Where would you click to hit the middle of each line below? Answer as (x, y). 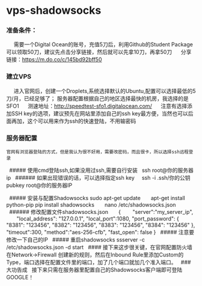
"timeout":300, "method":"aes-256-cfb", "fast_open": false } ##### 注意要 (100, 233)
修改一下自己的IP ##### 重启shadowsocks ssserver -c (76, 240)
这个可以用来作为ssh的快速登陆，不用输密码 (81, 121)
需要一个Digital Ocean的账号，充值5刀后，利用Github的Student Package (103, 44)
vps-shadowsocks (54, 11)
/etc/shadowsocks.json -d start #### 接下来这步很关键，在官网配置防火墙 (99, 248)
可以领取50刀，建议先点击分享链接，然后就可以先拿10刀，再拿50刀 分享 (99, 52)
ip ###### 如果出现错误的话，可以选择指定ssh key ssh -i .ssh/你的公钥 (98, 178)
